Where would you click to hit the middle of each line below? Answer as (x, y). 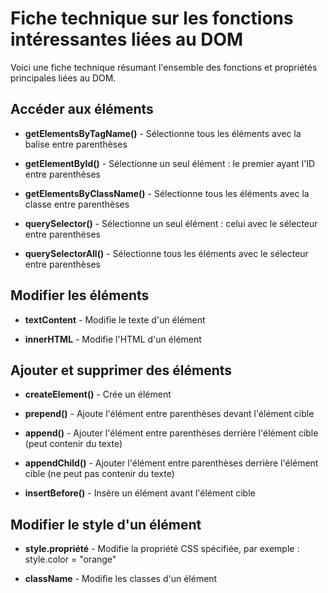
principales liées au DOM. (63, 78)
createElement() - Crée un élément (98, 394)
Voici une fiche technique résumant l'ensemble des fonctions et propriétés (164, 67)
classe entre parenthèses (77, 204)
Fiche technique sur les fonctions (152, 18)
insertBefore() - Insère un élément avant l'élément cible (140, 493)
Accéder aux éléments (82, 109)
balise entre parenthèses (76, 144)
